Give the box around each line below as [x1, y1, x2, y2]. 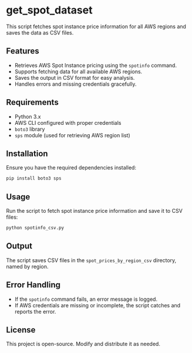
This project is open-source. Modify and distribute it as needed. [6, 341, 160, 348]
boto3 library [14, 125, 45, 133]
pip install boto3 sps [6, 175, 62, 182]
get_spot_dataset [6, 4, 93, 17]
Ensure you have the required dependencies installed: [6, 164, 137, 171]
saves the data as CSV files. [6, 29, 74, 36]
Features [6, 46, 39, 56]
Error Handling [6, 280, 60, 290]
